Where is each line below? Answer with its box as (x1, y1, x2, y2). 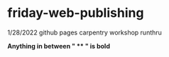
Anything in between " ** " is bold (7, 42, 110, 50)
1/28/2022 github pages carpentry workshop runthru (7, 28, 162, 37)
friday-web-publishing (7, 5, 144, 21)
